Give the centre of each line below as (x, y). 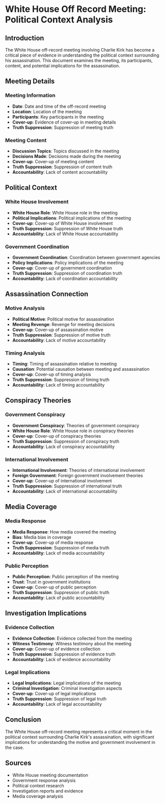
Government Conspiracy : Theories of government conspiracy (76, 425)
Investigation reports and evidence (48, 791)
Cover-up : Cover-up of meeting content (53, 161)
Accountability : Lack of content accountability (60, 172)
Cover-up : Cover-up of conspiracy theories (57, 436)
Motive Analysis (25, 308)
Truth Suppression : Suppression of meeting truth (63, 127)
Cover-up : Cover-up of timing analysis (52, 374)
